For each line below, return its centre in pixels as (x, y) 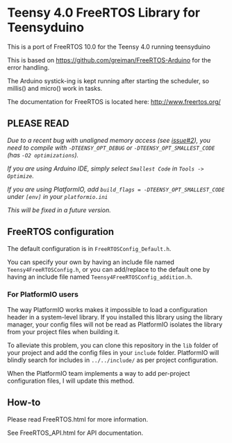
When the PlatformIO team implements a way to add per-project (99, 373)
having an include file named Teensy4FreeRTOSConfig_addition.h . (100, 277)
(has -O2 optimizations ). (43, 155)
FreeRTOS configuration (61, 232)
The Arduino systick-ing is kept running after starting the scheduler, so (108, 80)
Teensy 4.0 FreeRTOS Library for (103, 13)
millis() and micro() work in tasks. (55, 88)
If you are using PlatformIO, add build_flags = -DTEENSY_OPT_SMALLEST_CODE (116, 189)
